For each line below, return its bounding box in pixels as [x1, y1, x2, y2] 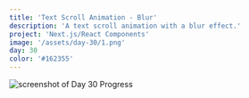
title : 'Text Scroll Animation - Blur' [9, 12, 158, 22]
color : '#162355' [9, 54, 74, 63]
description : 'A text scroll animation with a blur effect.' [9, 21, 242, 30]
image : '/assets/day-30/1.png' [9, 37, 126, 47]
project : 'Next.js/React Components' [9, 29, 150, 38]
